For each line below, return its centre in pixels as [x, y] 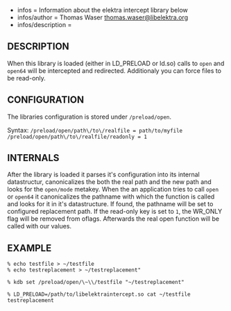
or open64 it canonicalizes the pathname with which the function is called [111, 196]
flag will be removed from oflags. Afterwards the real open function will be [113, 219]
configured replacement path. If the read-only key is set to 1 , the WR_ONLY [115, 212]
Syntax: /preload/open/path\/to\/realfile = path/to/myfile [95, 130]
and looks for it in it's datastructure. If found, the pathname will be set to [110, 204]
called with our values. [39, 226]
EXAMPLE [29, 248]
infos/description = [44, 25]
